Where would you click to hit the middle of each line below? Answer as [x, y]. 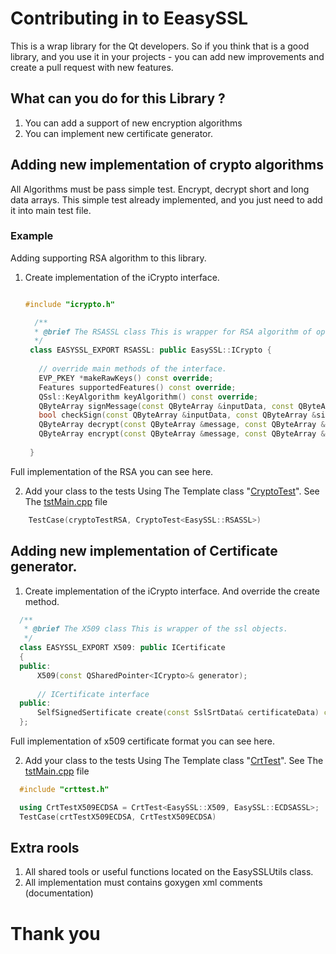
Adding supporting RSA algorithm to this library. [108, 258]
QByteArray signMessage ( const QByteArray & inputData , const [166, 406]
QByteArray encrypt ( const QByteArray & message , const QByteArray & [182, 434]
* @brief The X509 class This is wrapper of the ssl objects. [155, 629]
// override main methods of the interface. [132, 369]
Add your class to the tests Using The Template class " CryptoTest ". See [172, 491]
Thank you [55, 933]
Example [32, 236]
